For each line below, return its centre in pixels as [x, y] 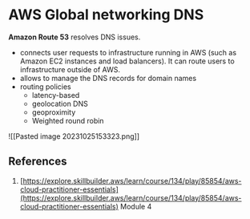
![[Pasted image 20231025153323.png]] [74, 136]
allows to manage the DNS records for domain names [108, 78]
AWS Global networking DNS [106, 15]
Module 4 [136, 206]
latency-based [56, 95]
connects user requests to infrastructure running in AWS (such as [128, 52]
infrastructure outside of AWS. [70, 69]
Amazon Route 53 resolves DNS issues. [75, 37]
